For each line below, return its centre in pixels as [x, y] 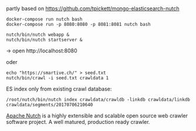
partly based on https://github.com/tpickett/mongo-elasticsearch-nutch [93, 9]
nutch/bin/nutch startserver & [44, 40]
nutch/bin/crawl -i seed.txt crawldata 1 [58, 78]
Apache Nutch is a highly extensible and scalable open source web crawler [97, 116]
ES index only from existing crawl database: [59, 89]
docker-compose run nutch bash [44, 19]
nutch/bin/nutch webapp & [38, 35]
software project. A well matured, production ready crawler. [78, 122]
